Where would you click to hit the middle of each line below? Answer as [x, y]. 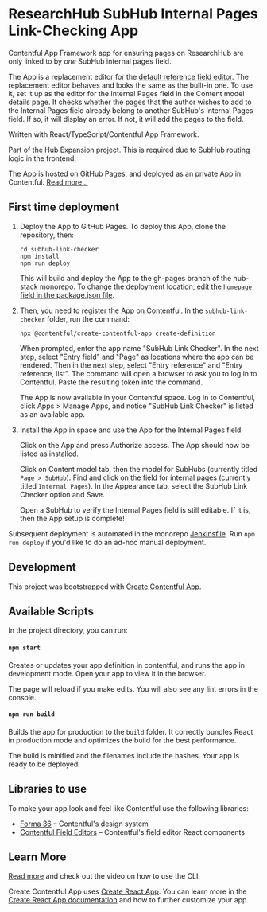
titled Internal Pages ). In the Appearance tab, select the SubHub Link [133, 485]
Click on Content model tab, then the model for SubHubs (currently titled [139, 469]
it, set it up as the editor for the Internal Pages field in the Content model [126, 93]
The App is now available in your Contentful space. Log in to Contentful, [137, 397]
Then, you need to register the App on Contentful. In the [112, 310]
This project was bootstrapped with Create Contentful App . [105, 587]
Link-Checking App [74, 31]
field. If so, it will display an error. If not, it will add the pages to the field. [126, 119]
